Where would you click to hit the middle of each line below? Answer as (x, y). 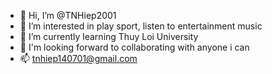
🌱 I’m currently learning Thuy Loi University (109, 36)
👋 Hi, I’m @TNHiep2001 (68, 15)
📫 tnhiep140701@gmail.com (78, 58)
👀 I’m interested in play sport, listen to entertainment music (141, 26)
